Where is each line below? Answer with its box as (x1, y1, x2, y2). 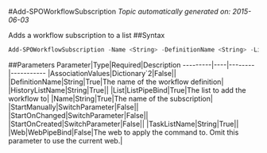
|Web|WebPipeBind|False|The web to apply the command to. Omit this (8, 127, 239, 137)
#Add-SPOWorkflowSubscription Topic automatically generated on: (8, 7, 231, 16)
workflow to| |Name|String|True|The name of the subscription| (8, 94, 213, 103)
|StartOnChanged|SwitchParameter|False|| (8, 110, 149, 120)
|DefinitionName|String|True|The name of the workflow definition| (8, 77, 224, 86)
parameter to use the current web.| (8, 136, 123, 145)
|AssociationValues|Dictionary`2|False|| (47, 68, 176, 78)
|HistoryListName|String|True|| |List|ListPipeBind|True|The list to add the (8, 85, 246, 94)
